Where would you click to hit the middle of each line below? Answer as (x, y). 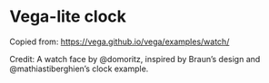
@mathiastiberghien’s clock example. (79, 69)
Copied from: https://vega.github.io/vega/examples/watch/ (120, 41)
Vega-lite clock (68, 17)
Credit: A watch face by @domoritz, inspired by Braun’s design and (135, 59)
